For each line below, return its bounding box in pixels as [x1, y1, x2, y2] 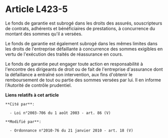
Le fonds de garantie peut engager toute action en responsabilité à [5, 61, 143, 67]
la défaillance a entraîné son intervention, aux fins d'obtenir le [5, 71, 133, 77]
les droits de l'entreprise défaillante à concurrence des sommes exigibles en [5, 46, 163, 52]
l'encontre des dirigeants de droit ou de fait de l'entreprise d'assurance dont [5, 66, 163, 72]
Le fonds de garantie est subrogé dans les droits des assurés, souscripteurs [5, 20, 162, 26]
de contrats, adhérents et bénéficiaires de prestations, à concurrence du [5, 25, 155, 31]
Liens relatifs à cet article [5, 92, 59, 98]
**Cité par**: [5, 101, 35, 106]
